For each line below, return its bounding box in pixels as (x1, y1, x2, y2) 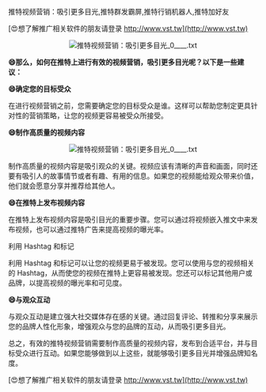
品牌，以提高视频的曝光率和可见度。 (8, 278, 127, 287)
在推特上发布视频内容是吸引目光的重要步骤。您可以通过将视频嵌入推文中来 (8, 215, 251, 224)
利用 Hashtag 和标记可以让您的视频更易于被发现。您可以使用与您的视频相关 (8, 258, 255, 268)
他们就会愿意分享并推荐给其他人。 (8, 181, 120, 190)
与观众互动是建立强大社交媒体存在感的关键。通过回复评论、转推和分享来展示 (8, 312, 258, 321)
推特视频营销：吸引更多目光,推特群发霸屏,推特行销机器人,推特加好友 (8, 7, 230, 16)
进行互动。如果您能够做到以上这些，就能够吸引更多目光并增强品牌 (28, 348, 244, 358)
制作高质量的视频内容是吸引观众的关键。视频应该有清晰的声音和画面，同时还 (8, 162, 258, 170)
